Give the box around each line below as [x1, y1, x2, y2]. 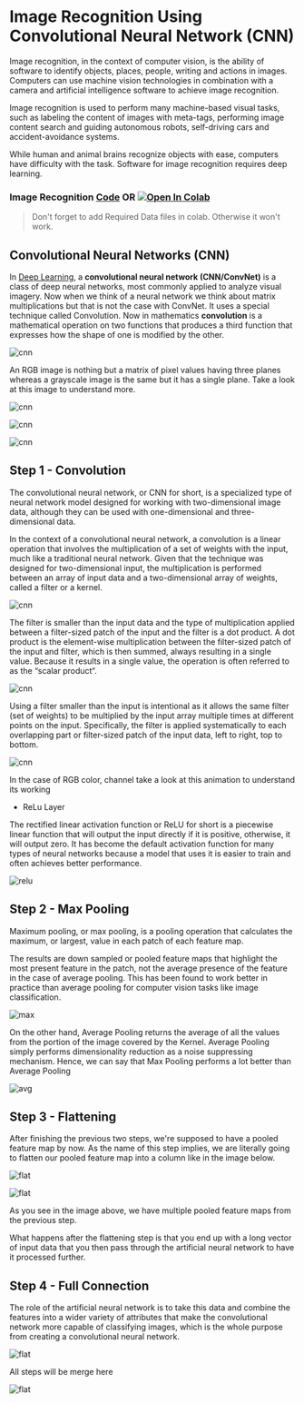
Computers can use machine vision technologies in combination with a [9, 74, 274, 85]
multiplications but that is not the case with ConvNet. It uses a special [9, 301, 270, 311]
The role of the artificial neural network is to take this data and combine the [9, 1302, 290, 1313]
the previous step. [9, 1215, 77, 1226]
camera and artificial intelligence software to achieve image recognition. [9, 84, 279, 95]
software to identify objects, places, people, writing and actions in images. [9, 65, 288, 76]
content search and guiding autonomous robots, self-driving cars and [9, 121, 270, 133]
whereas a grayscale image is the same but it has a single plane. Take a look [9, 374, 295, 385]
